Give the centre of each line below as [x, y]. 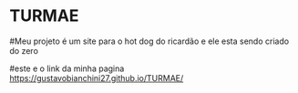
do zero [24, 50]
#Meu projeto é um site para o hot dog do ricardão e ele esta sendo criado [149, 41]
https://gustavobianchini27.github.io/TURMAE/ [97, 77]
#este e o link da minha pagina [67, 68]
